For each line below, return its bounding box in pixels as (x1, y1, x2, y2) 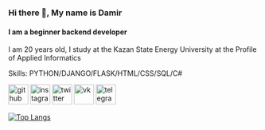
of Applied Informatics (8, 53, 81, 63)
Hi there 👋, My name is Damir (8, 7, 123, 18)
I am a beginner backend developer (8, 27, 127, 37)
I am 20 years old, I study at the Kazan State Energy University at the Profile (8, 45, 257, 54)
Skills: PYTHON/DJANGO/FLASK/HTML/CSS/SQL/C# (8, 69, 183, 78)
